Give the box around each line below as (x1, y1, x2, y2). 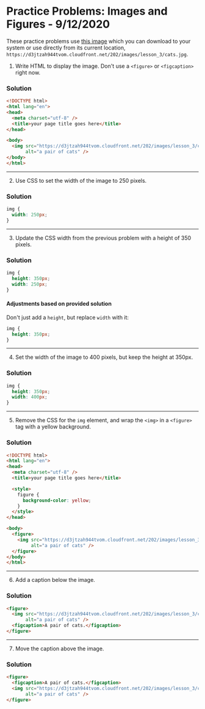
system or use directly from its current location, (6, 44, 126, 51)
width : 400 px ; (12, 394, 48, 400)
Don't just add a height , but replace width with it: (6, 314, 129, 321)
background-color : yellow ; (22, 497, 92, 504)
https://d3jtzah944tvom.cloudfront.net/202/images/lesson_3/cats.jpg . (6, 50, 189, 57)
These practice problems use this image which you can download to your (6, 37, 191, 45)
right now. (15, 68, 41, 76)
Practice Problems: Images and (6, 4, 168, 18)
